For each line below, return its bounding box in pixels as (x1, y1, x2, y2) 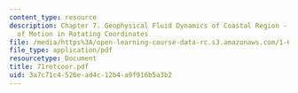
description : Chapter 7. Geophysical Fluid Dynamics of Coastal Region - (9, 21, 288, 30)
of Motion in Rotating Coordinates (17, 29, 149, 38)
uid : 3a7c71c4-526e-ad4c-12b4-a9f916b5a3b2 (9, 71, 173, 80)
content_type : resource (9, 12, 98, 22)
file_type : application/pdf (9, 46, 114, 55)
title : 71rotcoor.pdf (9, 63, 90, 72)
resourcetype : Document (9, 54, 98, 63)
